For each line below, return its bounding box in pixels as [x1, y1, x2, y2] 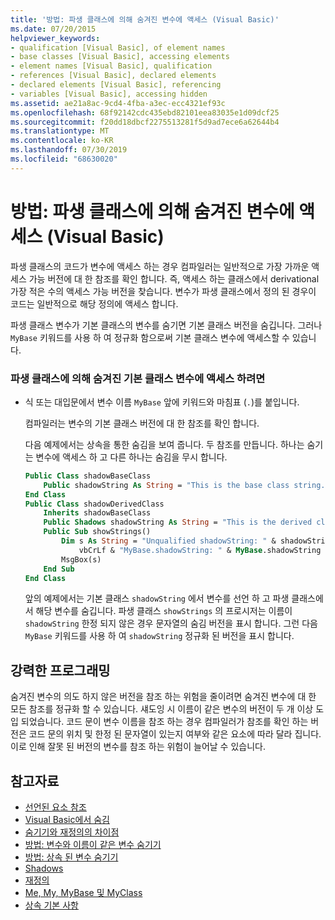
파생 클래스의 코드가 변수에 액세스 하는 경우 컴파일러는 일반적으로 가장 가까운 [10, 260, 310, 272]
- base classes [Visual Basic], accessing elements [10, 52, 230, 62]
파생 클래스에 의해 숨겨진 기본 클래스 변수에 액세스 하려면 [10, 371, 266, 385]
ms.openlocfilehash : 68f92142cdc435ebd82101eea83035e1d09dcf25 [10, 107, 280, 118]
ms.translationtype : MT [10, 126, 110, 136]
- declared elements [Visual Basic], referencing [10, 80, 222, 90]
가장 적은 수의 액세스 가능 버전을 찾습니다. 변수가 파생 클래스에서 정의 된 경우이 [10, 285, 317, 297]
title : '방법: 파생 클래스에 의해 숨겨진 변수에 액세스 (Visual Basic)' [10, 14, 280, 25]
